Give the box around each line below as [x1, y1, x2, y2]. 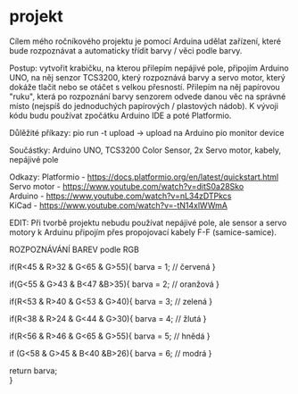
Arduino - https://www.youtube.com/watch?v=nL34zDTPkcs [9, 190, 232, 201]
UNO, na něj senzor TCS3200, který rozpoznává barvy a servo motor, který [9, 71, 286, 82]
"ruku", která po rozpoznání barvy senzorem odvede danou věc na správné [9, 91, 286, 102]
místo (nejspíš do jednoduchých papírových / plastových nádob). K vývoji [9, 100, 279, 111]
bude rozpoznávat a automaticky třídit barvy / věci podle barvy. [9, 45, 243, 55]
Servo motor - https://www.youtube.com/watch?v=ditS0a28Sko [9, 180, 244, 191]
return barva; [9, 365, 58, 376]
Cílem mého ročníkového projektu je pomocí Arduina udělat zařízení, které [9, 36, 281, 46]
